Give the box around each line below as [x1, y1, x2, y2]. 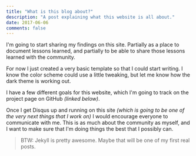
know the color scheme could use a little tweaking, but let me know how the [6, 71, 190, 78]
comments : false [6, 25, 46, 31]
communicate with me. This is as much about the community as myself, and [6, 119, 190, 127]
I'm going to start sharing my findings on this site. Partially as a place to [6, 41, 180, 48]
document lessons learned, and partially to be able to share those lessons [6, 48, 185, 55]
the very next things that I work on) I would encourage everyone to [6, 113, 168, 120]
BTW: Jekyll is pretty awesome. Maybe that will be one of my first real [20, 137, 190, 144]
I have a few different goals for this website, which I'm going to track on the [6, 89, 190, 96]
